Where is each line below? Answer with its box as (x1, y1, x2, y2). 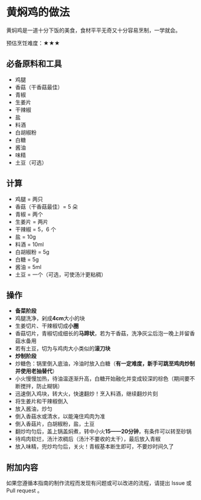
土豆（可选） (14, 159, 47, 166)
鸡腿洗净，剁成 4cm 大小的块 (14, 315, 86, 322)
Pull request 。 (6, 487, 43, 495)
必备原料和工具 (6, 59, 62, 69)
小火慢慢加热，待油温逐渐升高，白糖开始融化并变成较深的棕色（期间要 (14, 375, 190, 382)
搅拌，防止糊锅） (20, 382, 63, 390)
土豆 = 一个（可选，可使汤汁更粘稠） (14, 271, 107, 278)
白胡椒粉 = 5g (14, 248, 49, 255)
